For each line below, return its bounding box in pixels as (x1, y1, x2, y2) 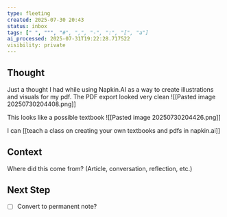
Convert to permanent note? (16, 203, 97, 211)
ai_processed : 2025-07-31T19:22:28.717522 (7, 36, 130, 42)
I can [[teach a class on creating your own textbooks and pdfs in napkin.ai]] (7, 126, 221, 134)
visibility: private (7, 42, 67, 49)
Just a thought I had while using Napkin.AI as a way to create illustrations (7, 85, 214, 93)
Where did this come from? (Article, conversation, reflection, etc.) (7, 164, 193, 173)
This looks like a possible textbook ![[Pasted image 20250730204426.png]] (7, 113, 221, 121)
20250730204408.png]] (7, 100, 77, 108)
